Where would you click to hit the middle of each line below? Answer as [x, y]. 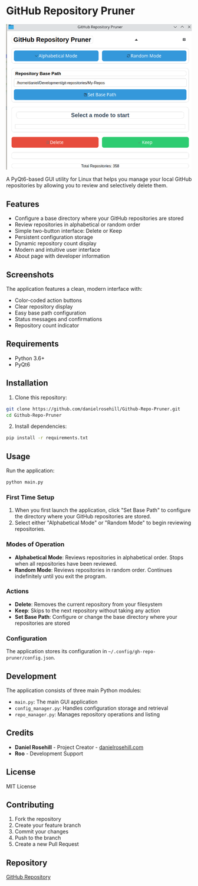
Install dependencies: [41, 426]
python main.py [25, 482]
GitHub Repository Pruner [71, 11]
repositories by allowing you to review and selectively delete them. [87, 186]
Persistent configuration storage [54, 237]
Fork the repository [38, 819]
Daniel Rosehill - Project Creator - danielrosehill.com [79, 747]
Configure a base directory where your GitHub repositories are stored [99, 218]
